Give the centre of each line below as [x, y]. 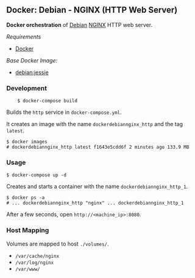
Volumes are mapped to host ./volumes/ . [58, 244]
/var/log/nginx [34, 263]
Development [27, 88]
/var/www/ [28, 269]
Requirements [24, 37]
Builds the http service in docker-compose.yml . [64, 112]
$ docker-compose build [48, 101]
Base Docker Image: [32, 60]
